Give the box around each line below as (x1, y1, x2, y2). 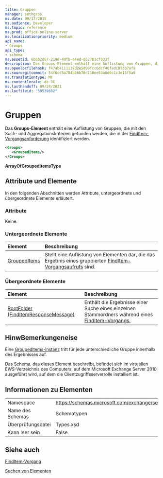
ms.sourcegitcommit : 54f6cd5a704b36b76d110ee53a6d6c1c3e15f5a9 (5, 71, 136, 75)
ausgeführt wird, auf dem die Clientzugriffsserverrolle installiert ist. (5, 372, 139, 377)
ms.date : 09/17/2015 (5, 16, 47, 21)
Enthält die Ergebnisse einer (84, 299, 148, 305)
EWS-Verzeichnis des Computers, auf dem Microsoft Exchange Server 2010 (5, 366, 157, 372)
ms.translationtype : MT (5, 75, 53, 80)
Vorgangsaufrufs (45, 264, 83, 270)
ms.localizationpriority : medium (5, 35, 73, 39)
